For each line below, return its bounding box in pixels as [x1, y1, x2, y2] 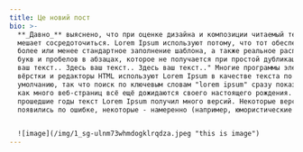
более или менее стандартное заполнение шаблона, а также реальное [17, 47, 277, 56]
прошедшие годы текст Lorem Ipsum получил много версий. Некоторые [17, 96, 277, 106]
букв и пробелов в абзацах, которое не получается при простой [17, 55, 260, 64]
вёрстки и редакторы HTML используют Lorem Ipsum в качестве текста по [17, 72, 293, 81]
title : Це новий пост [9, 13, 91, 22]
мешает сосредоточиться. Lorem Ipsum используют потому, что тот [17, 38, 269, 48]
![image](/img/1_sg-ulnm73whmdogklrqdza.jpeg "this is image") [17, 130, 260, 139]
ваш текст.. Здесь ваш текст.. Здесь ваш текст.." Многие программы [17, 64, 280, 73]
